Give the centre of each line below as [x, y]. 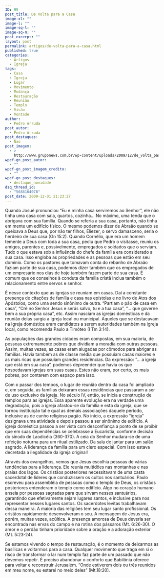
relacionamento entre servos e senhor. [44, 283]
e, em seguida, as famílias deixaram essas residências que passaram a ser [80, 389]
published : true [21, 50]
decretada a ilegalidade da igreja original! [47, 452]
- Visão [17, 110]
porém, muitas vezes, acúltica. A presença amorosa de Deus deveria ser [78, 519]
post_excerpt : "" [23, 37]
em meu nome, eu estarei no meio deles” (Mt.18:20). [58, 570]
